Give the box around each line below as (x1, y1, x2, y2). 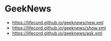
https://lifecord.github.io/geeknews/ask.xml (12, 30, 102, 36)
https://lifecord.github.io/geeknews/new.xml (12, 19, 104, 25)
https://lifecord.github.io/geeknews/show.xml (12, 24, 106, 30)
